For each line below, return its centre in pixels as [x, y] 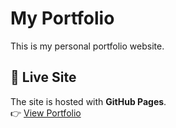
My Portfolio [62, 18]
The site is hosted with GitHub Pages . [88, 101]
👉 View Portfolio [46, 113]
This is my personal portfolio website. [87, 46]
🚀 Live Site [43, 77]
